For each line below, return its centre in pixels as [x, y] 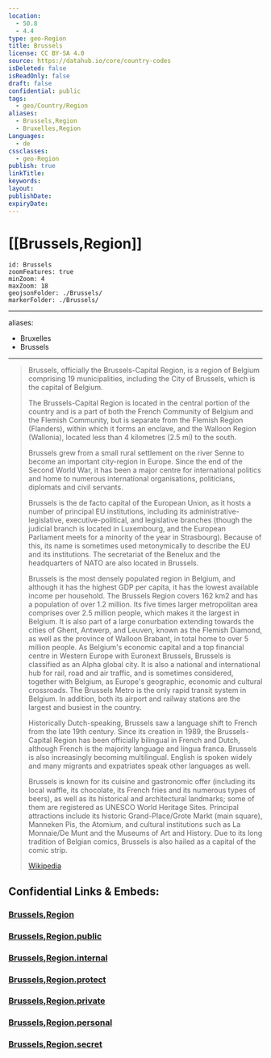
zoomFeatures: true [41, 272]
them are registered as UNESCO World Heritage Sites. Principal [133, 808]
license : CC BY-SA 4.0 [46, 53]
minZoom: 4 [27, 279]
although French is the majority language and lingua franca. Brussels [142, 749]
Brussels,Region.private [57, 1001]
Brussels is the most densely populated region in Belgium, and [131, 579]
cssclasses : [28, 151]
